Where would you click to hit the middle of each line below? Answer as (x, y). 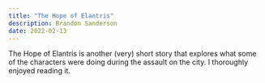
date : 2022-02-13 (38, 31)
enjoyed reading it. (40, 71)
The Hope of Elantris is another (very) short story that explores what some (132, 54)
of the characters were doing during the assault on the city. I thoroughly (128, 62)
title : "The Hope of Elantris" (61, 16)
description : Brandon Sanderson (63, 23)
